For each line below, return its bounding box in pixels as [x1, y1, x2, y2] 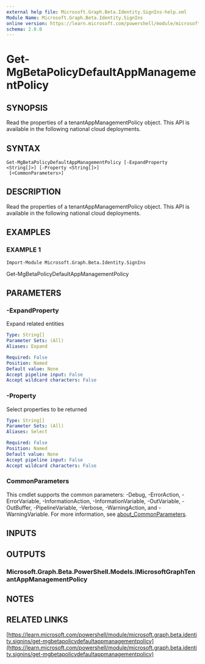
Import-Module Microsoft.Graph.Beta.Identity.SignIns [6, 259, 146, 266]
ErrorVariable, [6, 497, 41, 505]
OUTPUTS [6, 549, 46, 559]
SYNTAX [6, 143, 41, 154]
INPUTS [6, 528, 37, 539]
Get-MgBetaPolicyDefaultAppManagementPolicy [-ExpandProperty [6, 160, 168, 166]
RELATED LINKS [6, 614, 68, 625]
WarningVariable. [6, 510, 50, 518]
